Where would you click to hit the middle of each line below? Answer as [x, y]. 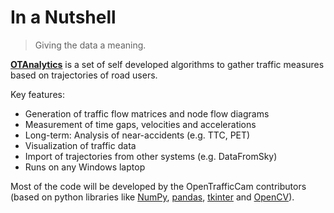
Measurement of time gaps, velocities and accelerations [140, 124]
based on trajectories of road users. [84, 75]
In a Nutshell [63, 17]
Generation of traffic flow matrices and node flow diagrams [147, 113]
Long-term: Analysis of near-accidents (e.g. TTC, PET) [137, 135]
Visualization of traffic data [80, 145]
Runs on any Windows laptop [85, 167]
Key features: [37, 94]
